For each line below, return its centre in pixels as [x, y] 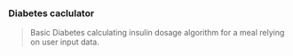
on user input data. [64, 42]
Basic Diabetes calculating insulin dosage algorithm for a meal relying [157, 33]
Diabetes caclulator [51, 13]
